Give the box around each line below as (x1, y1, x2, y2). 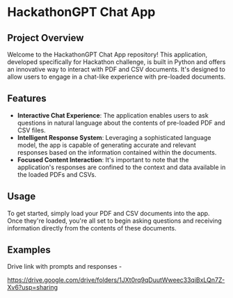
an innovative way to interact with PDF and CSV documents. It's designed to (7, 65, 226, 73)
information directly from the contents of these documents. (7, 223, 177, 232)
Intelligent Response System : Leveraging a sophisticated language (17, 133, 211, 141)
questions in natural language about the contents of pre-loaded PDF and (17, 118, 225, 127)
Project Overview (7, 32, 84, 44)
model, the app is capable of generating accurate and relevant (17, 141, 196, 149)
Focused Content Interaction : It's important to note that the (17, 155, 189, 164)
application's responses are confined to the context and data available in (17, 163, 226, 171)
